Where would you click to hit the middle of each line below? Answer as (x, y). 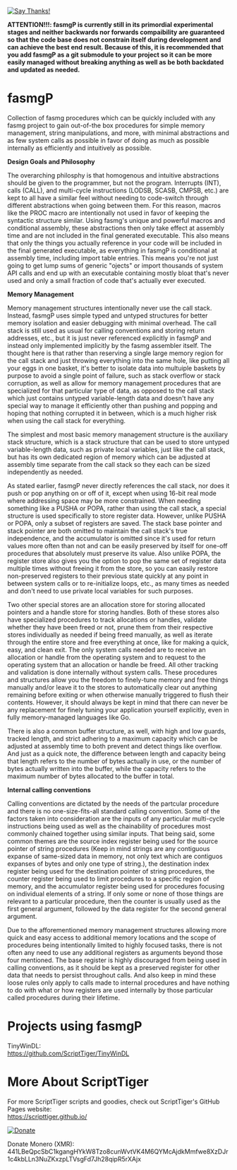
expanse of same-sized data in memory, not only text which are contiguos (115, 856)
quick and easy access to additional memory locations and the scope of (112, 937)
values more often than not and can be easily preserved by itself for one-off (117, 545)
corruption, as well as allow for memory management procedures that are (114, 383)
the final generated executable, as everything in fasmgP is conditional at (112, 250)
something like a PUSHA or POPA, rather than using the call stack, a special (117, 508)
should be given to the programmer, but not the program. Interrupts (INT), (114, 183)
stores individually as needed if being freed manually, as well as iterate (110, 635)
